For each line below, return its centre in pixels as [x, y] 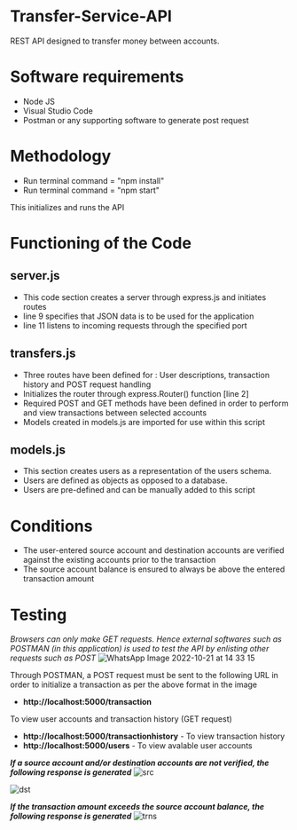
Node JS [39, 101]
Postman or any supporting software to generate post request [136, 120]
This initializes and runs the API [67, 207]
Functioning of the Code [101, 243]
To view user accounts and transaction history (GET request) [121, 719]
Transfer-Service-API [91, 16]
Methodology [61, 156]
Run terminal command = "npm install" [94, 180]
